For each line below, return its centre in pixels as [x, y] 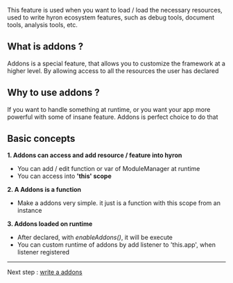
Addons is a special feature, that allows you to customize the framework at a [116, 63]
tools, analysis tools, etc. [43, 25]
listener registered [43, 252]
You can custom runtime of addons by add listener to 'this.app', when [116, 245]
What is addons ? [45, 47]
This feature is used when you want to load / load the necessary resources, [115, 10]
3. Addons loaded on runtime [50, 224]
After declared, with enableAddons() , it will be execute [95, 237]
